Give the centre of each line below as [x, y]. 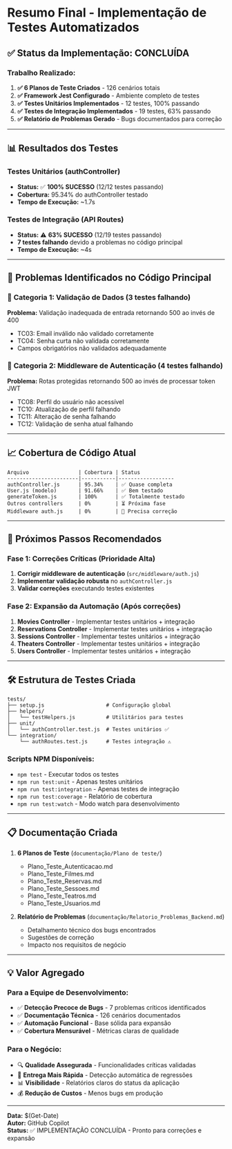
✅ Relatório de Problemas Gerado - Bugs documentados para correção [119, 118]
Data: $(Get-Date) [33, 1115]
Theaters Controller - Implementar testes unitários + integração [108, 643]
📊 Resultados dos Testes [63, 148]
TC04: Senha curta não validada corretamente [83, 341]
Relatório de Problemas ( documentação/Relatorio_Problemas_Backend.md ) [121, 916]
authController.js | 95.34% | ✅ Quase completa [90, 485]
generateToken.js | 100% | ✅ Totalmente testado [96, 496]
